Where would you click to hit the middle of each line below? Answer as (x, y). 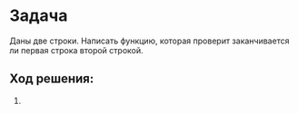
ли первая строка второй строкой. (76, 50)
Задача (39, 16)
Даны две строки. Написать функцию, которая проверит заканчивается (149, 41)
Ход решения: (52, 79)
